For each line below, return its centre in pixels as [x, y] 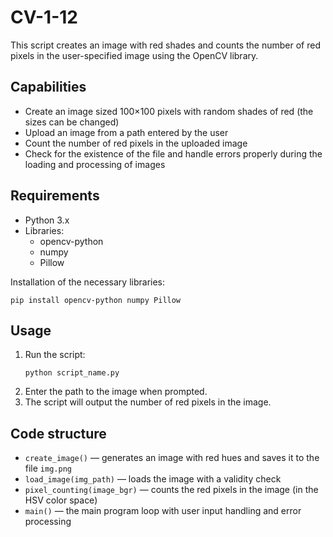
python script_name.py [72, 373]
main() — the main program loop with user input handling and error [163, 511]
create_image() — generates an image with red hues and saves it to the [172, 458]
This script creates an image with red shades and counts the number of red [166, 45]
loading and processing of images [95, 164]
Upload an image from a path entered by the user [126, 132]
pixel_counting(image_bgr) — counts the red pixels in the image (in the [171, 490]
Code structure [58, 433]
